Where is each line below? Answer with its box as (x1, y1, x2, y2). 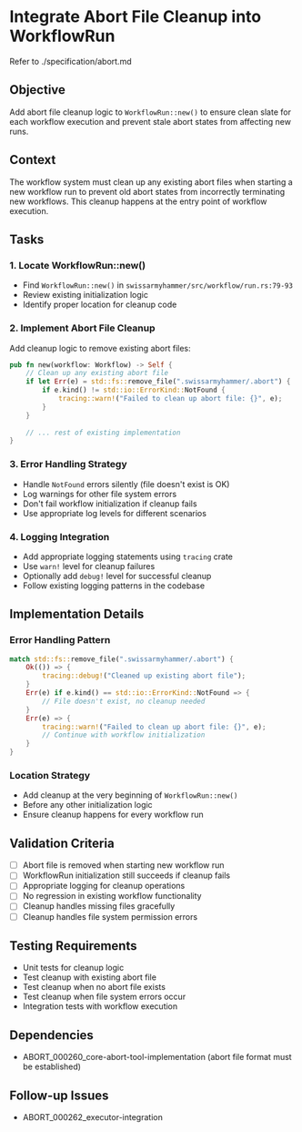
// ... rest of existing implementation (25, 428, 181, 437)
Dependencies (9, 1027, 94, 1043)
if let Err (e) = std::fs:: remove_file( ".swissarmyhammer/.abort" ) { (25, 377, 291, 386)
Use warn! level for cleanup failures (22, 560, 156, 571)
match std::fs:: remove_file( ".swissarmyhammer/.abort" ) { (9, 654, 234, 664)
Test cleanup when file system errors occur (22, 991, 186, 1003)
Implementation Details (9, 607, 145, 622)
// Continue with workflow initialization (42, 730, 206, 739)
